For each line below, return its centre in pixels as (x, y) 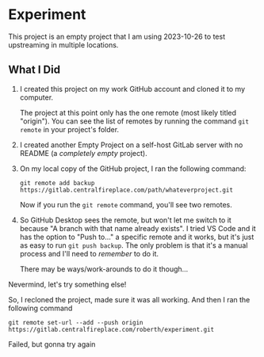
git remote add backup (57, 183)
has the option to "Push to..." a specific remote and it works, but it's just (137, 237)
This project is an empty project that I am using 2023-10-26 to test (117, 36)
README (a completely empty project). (84, 153)
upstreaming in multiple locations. (63, 44)
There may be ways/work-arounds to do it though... (104, 269)
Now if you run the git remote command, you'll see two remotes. (126, 204)
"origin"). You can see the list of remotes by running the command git (134, 121)
